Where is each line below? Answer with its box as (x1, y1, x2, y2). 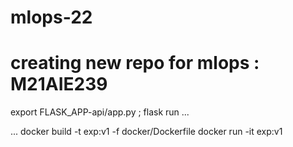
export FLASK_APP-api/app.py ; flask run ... (10, 106, 190, 118)
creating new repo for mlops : (10, 52, 260, 75)
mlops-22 (10, 6, 93, 29)
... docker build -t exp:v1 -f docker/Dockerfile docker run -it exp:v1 (10, 126, 283, 138)
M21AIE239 (10, 73, 108, 96)
